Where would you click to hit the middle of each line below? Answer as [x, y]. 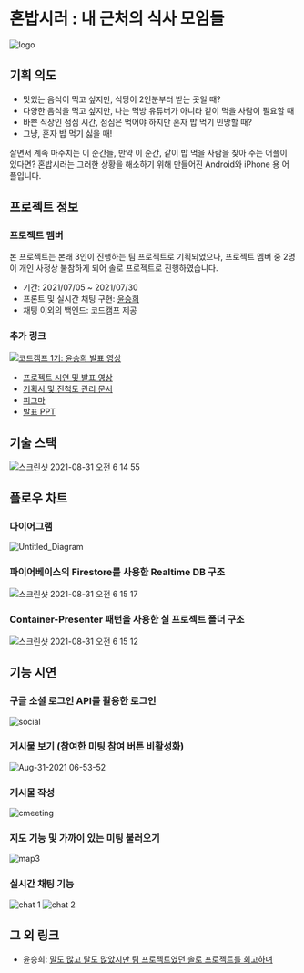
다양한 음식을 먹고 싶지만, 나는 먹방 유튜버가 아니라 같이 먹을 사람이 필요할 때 [158, 110]
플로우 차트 [39, 498]
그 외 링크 [35, 936]
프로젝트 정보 [44, 207]
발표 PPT [39, 411]
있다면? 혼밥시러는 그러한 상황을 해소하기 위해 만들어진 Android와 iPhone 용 [145, 164]
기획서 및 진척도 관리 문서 [68, 388]
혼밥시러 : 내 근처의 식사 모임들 [117, 19]
